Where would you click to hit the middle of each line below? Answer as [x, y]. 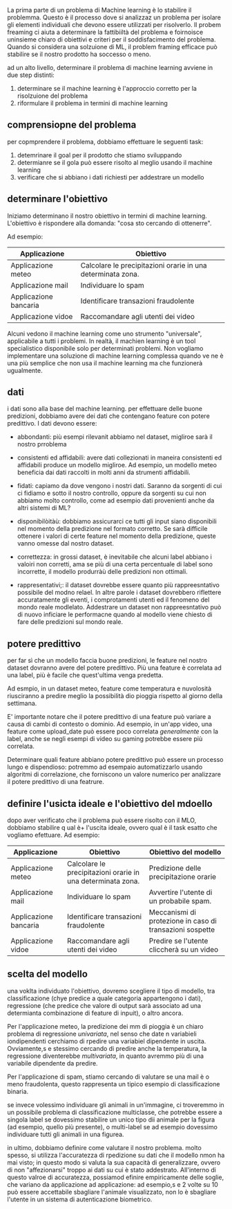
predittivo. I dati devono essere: [52, 424]
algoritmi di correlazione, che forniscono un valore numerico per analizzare [114, 774]
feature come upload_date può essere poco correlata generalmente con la [113, 731]
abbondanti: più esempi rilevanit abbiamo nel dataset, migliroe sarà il [115, 437]
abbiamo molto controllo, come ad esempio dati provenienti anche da [116, 501]
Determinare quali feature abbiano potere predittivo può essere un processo [115, 760]
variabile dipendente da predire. [52, 1063]
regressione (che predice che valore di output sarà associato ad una [104, 1005]
